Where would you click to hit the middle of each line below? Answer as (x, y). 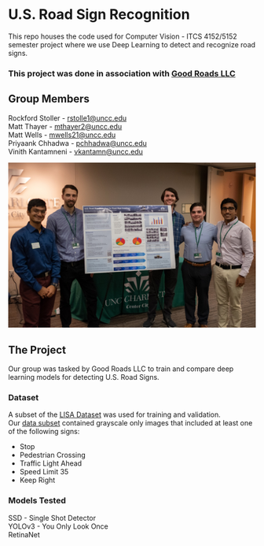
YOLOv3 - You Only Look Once (58, 526)
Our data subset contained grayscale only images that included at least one (130, 423)
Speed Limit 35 (44, 472)
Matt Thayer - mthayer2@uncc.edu (65, 126)
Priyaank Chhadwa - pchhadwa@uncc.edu (78, 143)
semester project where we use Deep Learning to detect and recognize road (132, 44)
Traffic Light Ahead (51, 463)
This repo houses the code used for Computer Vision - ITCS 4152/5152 (123, 36)
